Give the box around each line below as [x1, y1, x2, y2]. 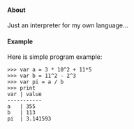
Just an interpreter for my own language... [7, 21, 128, 29]
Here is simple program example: [7, 53, 103, 61]
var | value [7, 91, 42, 98]
